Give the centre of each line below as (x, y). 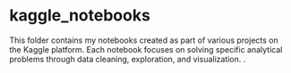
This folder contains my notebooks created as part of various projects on (144, 40)
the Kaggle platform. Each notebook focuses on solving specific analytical (146, 49)
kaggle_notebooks (80, 16)
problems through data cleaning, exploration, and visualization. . (128, 59)
